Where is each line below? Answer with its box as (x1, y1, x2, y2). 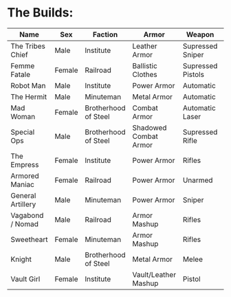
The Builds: (7, 5, 74, 21)
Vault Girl (10, 274, 41, 283)
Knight (10, 254, 32, 264)
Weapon (186, 30, 214, 39)
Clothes (132, 69, 157, 79)
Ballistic (132, 60, 158, 70)
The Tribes (10, 41, 46, 51)
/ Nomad (10, 219, 39, 228)
